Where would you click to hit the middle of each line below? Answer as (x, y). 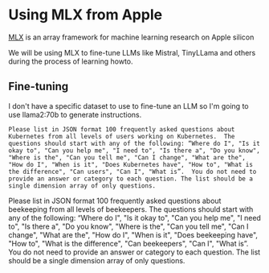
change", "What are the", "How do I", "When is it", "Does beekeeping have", (133, 234)
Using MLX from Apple (86, 15)
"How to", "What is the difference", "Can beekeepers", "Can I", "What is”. (128, 243)
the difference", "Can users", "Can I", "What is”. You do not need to (132, 172)
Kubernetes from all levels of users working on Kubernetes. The (122, 136)
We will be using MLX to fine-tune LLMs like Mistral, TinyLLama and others (132, 52)
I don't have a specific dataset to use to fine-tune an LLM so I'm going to (128, 105)
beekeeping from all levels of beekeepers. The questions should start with (131, 209)
